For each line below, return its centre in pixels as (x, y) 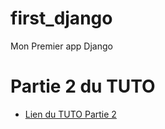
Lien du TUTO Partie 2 (70, 114)
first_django (61, 18)
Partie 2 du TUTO (83, 86)
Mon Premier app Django (61, 46)
